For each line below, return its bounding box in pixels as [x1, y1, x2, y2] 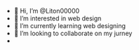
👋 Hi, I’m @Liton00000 [13, 7, 80, 15]
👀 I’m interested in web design [13, 14, 102, 23]
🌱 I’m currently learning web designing [13, 22, 126, 30]
